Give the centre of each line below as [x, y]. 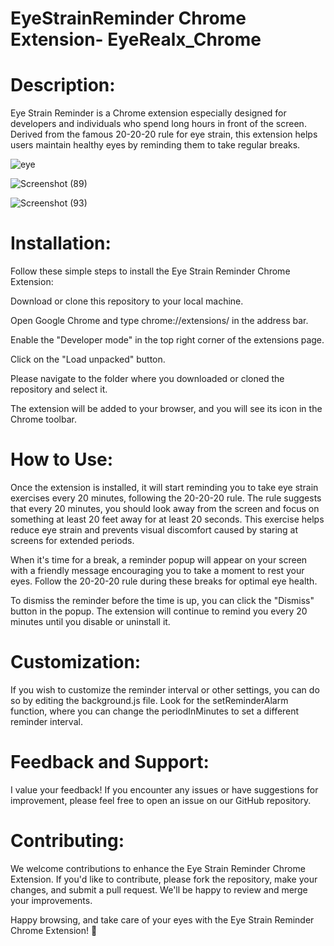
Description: [63, 85]
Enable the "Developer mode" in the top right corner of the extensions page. [167, 340]
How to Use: [62, 459]
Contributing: [67, 841]
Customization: [76, 662]
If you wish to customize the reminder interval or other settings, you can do [165, 689]
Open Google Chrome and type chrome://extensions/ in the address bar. [159, 321]
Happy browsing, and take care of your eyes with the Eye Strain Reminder [162, 919]
